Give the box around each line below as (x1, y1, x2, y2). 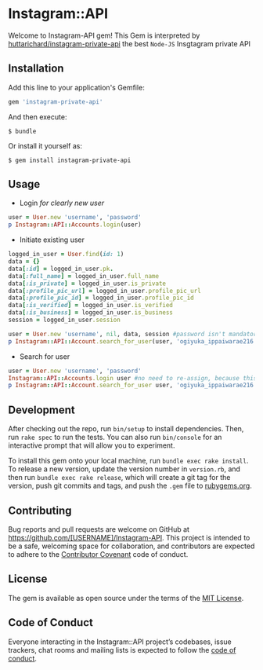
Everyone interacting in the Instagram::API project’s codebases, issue (8, 637, 232, 646)
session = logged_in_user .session (8, 316, 121, 324)
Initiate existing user (19, 235, 85, 244)
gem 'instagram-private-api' (8, 97, 103, 106)
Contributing (8, 503, 72, 517)
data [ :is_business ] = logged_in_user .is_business (8, 309, 174, 317)
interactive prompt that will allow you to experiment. (8, 441, 175, 450)
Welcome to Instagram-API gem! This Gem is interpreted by (8, 31, 200, 40)
